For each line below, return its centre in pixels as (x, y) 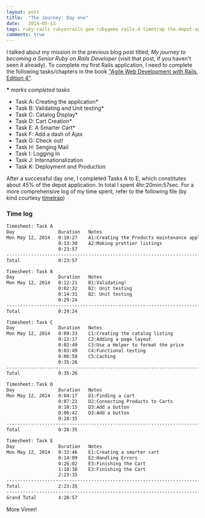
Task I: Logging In (38, 154)
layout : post (23, 12)
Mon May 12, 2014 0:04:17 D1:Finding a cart (71, 396)
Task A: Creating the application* (57, 102)
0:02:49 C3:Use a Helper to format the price (121, 345)
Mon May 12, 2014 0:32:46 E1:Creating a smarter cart (83, 452)
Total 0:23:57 (42, 260)
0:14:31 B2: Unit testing (95, 294)
